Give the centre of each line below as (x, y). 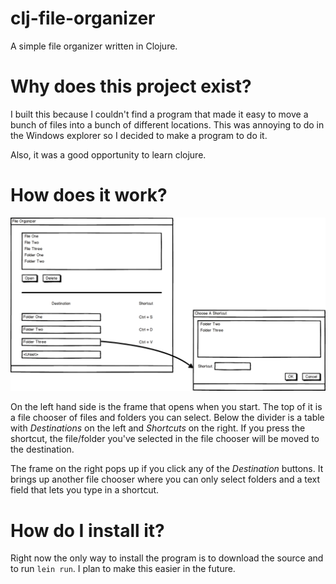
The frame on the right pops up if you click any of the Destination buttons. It (167, 469)
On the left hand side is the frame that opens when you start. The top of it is (166, 407)
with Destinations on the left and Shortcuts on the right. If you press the (158, 428)
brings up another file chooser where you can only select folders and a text (165, 479)
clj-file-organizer (83, 18)
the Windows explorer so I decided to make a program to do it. (139, 135)
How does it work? (89, 195)
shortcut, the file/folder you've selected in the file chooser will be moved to (165, 439)
